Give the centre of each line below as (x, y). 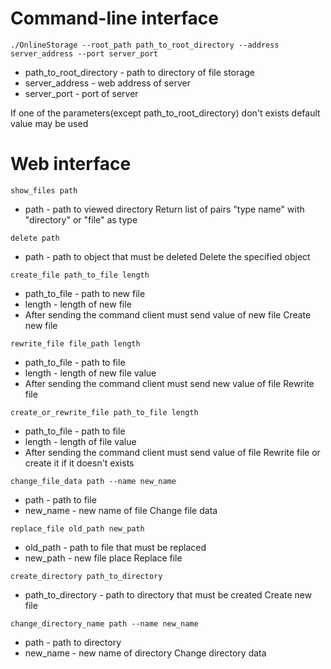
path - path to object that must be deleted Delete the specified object (167, 256)
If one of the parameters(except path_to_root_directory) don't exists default (165, 113)
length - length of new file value (90, 373)
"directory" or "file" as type (81, 219)
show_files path (44, 190)
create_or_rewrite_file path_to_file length (104, 412)
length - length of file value (80, 441)
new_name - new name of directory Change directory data (145, 653)
